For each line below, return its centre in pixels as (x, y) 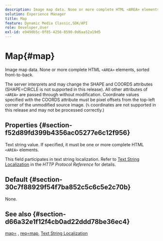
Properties (21, 125)
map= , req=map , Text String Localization (47, 233)
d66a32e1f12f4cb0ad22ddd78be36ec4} (67, 222)
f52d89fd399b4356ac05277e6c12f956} (68, 133)
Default (16, 180)
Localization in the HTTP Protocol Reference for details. (61, 164)
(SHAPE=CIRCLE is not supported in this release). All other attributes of (76, 89)
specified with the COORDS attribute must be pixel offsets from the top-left (80, 100)
